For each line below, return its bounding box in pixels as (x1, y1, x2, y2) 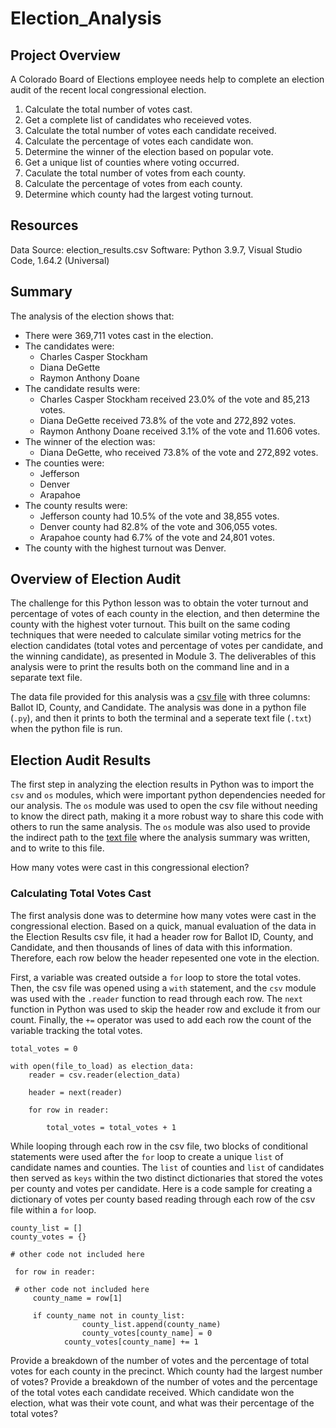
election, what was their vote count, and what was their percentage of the (10, 1397, 315, 1409)
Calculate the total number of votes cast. (24, 103, 193, 115)
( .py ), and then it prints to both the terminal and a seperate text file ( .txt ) (10, 712, 312, 724)
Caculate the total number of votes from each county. (24, 167, 247, 179)
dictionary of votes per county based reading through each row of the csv (10, 1193, 316, 1205)
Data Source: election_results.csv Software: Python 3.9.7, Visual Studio (10, 243, 303, 256)
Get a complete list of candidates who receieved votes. (24, 114, 252, 126)
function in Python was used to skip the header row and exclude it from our (10, 1003, 321, 1015)
